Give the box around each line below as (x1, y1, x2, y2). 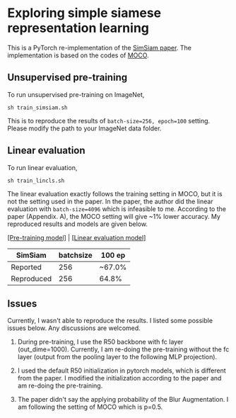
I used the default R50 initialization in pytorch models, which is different (17, 366, 226, 375)
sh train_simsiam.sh (7, 104, 69, 111)
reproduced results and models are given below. (7, 220, 148, 228)
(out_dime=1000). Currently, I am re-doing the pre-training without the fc (17, 345, 230, 354)
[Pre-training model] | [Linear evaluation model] (7, 233, 146, 242)
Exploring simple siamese (7, 5, 162, 21)
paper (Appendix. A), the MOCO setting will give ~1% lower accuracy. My (7, 212, 221, 220)
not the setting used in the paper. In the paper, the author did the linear (7, 197, 213, 205)
